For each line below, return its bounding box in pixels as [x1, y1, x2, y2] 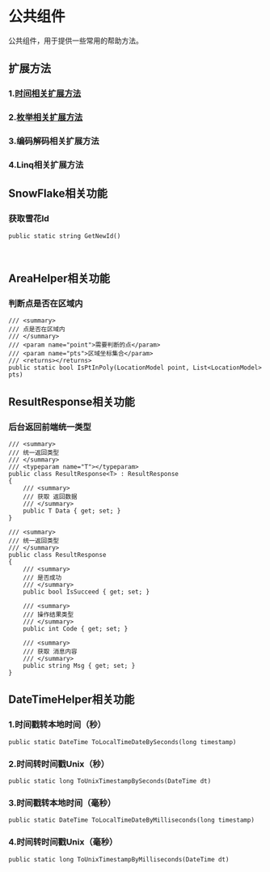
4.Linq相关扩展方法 [8, 160, 84, 171]
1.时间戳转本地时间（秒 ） [8, 719, 107, 730]
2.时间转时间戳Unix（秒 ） [8, 758, 110, 769]
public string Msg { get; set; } [23, 661, 136, 670]
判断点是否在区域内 [8, 298, 83, 309]
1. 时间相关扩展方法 [8, 88, 82, 100]
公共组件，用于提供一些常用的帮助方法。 [8, 36, 143, 45]
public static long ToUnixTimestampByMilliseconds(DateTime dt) [8, 855, 230, 863]
